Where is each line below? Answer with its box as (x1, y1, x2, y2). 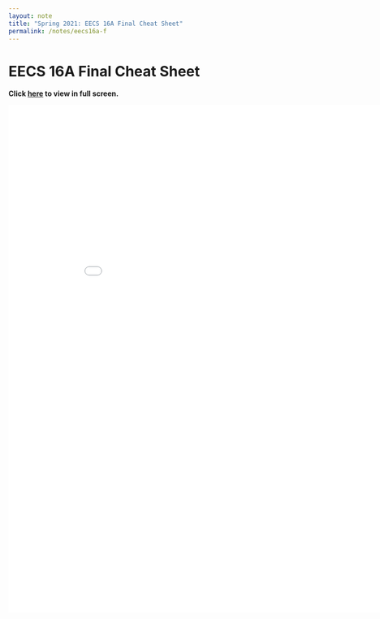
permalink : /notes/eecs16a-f (8, 27, 107, 35)
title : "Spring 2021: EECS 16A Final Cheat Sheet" (8, 19, 184, 28)
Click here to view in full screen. (8, 89, 119, 98)
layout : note (8, 11, 53, 20)
